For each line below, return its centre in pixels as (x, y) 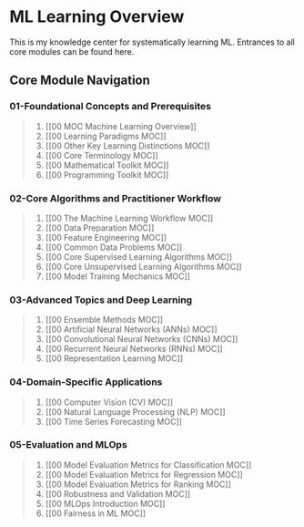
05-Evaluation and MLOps (68, 445)
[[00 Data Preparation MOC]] (100, 227)
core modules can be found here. (72, 51)
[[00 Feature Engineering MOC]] (106, 237)
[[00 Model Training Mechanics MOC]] (118, 276)
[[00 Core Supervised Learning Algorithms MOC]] (139, 256)
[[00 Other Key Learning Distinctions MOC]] (127, 145)
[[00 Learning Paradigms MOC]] (106, 136)
